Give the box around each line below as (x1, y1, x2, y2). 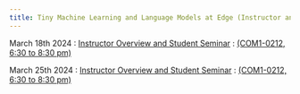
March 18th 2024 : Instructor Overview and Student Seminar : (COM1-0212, (9, 38, 286, 48)
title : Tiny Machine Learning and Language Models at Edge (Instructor (9, 13, 281, 22)
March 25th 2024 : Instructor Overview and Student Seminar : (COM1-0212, (9, 64, 287, 75)
